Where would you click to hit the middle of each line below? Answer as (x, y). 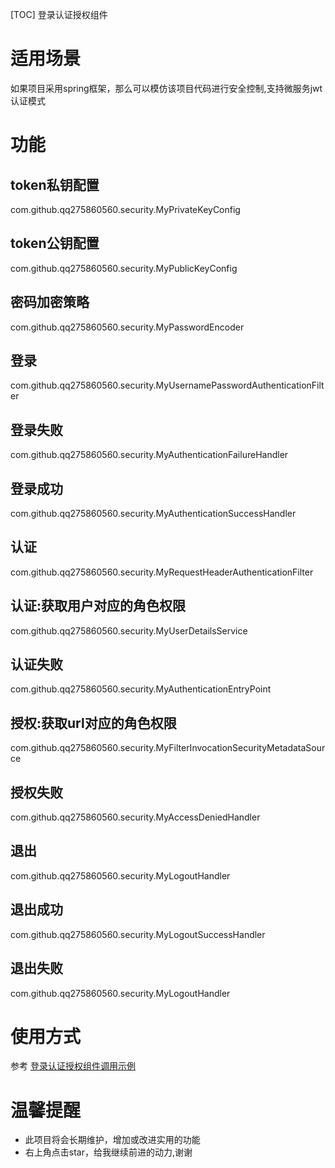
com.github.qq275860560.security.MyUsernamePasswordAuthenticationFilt (167, 385)
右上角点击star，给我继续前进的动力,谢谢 (108, 1152)
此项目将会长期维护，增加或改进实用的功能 (112, 1140)
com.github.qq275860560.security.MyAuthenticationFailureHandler (149, 455)
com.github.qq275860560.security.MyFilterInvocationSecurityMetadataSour (168, 748)
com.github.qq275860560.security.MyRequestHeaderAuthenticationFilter (162, 572)
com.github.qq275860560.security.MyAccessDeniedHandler (135, 817)
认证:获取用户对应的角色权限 (98, 606)
